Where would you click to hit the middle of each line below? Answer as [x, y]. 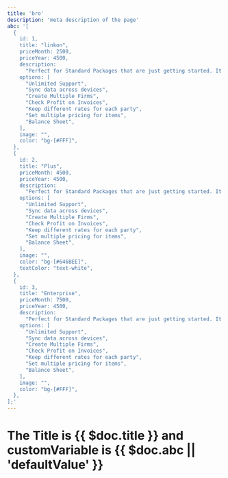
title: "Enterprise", [50, 294]
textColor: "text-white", [56, 268]
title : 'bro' [26, 13]
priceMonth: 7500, [46, 300]
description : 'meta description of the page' [73, 20]
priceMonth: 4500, [46, 173]
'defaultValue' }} [55, 465]
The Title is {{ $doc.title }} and [95, 436]
